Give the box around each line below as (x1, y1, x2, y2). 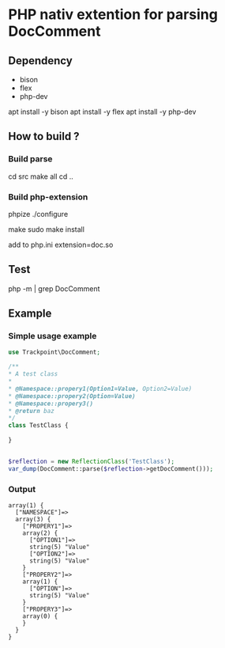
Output (8, 483, 36, 495)
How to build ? (8, 130, 81, 143)
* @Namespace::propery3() (8, 400, 93, 407)
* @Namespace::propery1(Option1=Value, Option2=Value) (8, 385, 193, 392)
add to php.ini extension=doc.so (8, 240, 114, 249)
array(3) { (15, 516, 51, 524)
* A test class (8, 370, 58, 378)
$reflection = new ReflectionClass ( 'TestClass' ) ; (8, 457, 175, 465)
